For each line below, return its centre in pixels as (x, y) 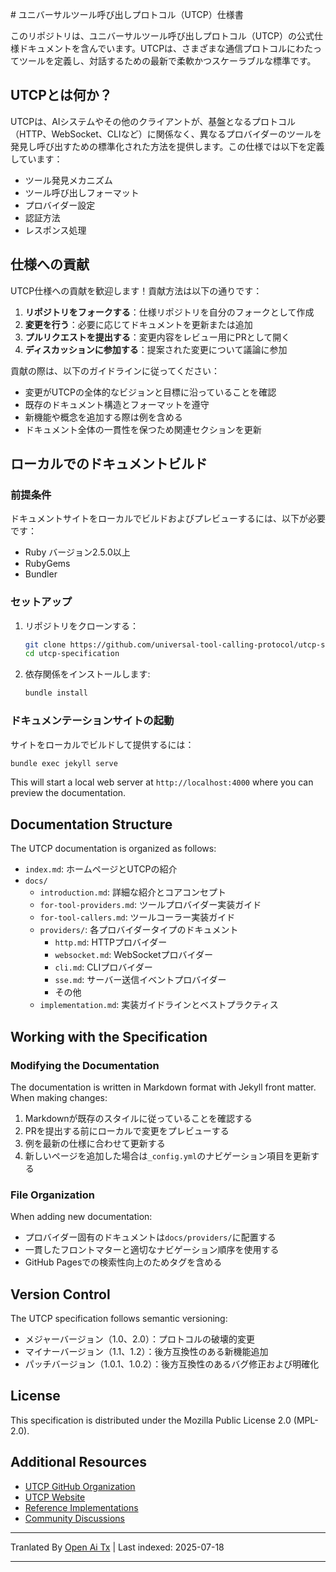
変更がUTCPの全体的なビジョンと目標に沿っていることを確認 (150, 392)
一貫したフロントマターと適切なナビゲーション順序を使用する (152, 1250)
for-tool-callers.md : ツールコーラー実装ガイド (137, 917)
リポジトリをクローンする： (82, 625)
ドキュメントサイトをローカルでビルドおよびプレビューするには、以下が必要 (168, 519)
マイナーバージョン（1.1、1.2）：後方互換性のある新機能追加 (146, 1352)
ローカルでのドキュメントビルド (109, 464)
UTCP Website (55, 1497)
